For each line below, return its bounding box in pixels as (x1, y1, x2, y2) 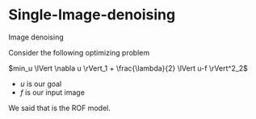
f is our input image (19, 87, 85, 97)
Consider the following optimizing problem (8, 47, 150, 57)
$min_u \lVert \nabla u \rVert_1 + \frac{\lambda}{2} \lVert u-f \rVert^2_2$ (8, 63, 249, 73)
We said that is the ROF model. (8, 103, 111, 113)
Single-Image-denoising (8, 6, 176, 24)
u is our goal (19, 79, 62, 88)
